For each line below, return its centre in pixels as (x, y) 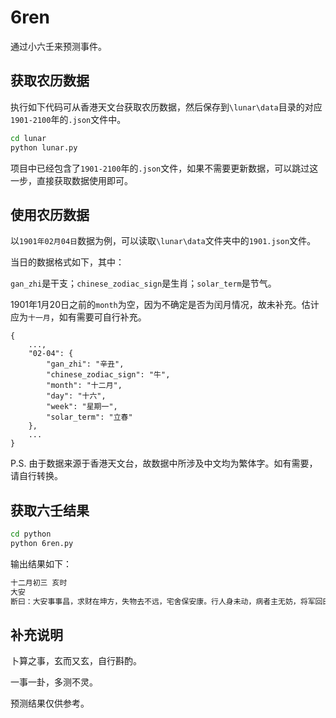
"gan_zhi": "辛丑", (85, 364)
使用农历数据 (50, 214)
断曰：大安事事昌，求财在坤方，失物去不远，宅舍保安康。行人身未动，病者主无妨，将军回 (166, 601)
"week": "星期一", (82, 407)
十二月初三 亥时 (39, 582)
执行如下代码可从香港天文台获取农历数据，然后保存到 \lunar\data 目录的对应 (166, 107)
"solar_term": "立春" (89, 417)
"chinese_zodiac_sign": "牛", (108, 375)
